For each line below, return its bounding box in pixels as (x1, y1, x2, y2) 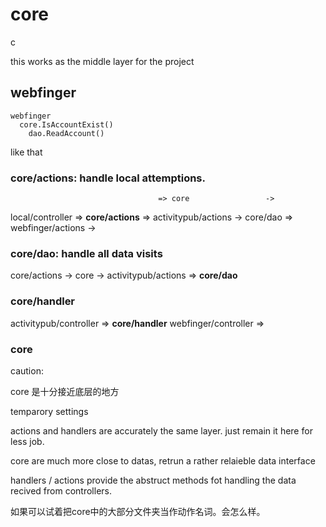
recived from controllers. (10, 484, 112, 497)
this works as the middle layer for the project (10, 55, 195, 67)
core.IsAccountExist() (19, 119, 114, 130)
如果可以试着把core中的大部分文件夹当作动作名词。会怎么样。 (10, 505, 266, 517)
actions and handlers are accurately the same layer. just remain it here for (10, 424, 313, 437)
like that (10, 146, 43, 158)
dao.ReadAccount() (28, 128, 105, 138)
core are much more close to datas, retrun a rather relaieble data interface (10, 454, 316, 467)
